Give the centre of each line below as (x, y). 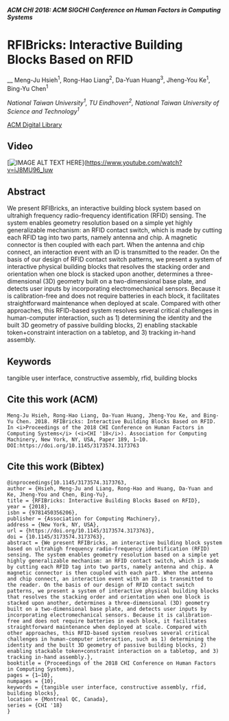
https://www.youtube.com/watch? (134, 163)
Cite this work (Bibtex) (56, 467)
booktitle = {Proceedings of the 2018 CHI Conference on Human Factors (111, 663)
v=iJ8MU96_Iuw (30, 170)
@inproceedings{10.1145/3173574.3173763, (67, 482)
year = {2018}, (29, 506)
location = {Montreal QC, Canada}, (58, 699)
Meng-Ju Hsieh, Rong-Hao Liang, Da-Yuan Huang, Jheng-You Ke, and (104, 416)
